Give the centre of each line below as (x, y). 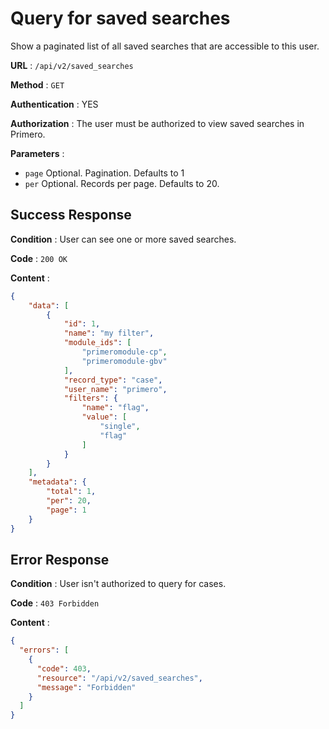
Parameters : (37, 153)
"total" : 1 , (71, 492)
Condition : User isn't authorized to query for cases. (118, 584)
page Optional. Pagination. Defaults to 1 (104, 173)
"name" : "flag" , (115, 408)
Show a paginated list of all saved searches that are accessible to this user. (165, 46)
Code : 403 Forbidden (55, 603)
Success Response (71, 215)
